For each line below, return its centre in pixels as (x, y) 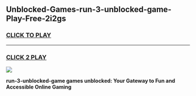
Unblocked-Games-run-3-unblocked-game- (89, 10)
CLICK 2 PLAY (26, 57)
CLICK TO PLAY (29, 35)
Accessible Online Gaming (39, 87)
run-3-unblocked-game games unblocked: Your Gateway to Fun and (91, 80)
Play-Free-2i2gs (36, 19)
